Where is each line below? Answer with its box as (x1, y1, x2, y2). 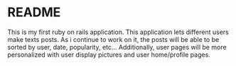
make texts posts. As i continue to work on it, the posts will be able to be (7, 35, 220, 43)
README (7, 4, 61, 21)
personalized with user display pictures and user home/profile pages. (7, 50, 211, 59)
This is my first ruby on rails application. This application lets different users (7, 28, 229, 36)
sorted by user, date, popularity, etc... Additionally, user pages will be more (7, 43, 227, 51)
